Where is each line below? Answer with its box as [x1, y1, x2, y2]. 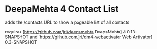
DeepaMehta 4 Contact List [5, 3, 118, 15]
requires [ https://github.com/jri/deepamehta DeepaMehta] [5, 29, 122, 34]
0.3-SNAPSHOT [5, 39, 38, 45]
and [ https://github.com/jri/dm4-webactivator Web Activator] [29, 34, 153, 40]
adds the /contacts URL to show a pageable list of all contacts [5, 19, 130, 25]
